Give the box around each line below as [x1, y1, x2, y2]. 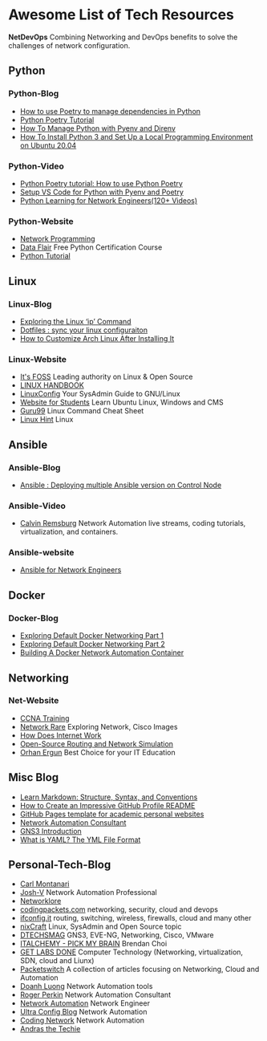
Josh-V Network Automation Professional [19, 888, 158, 897]
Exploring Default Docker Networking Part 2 [19, 640, 166, 649]
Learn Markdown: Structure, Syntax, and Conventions [19, 792, 198, 802]
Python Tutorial [19, 251, 71, 261]
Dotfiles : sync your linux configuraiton [19, 325, 148, 335]
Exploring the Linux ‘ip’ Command [19, 316, 131, 326]
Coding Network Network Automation [19, 1015, 145, 1025]
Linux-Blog [8, 299, 52, 310]
